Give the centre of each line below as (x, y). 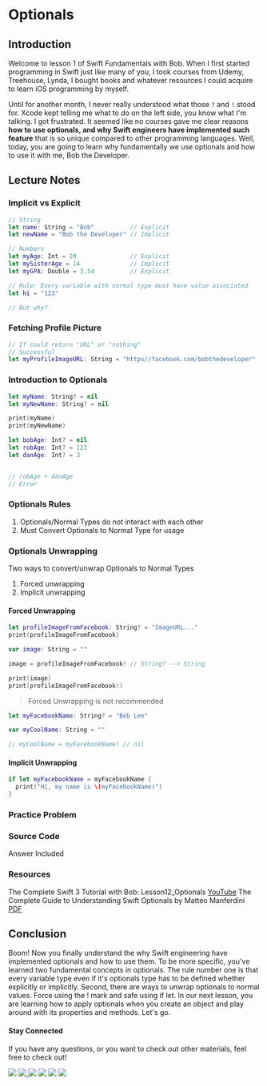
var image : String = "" (48, 650)
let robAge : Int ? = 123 (48, 448)
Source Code (34, 836)
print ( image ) (30, 678)
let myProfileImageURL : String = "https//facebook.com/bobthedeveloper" (132, 360)
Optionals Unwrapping (53, 551)
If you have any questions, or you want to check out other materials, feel (128, 1048)
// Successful (32, 352)
